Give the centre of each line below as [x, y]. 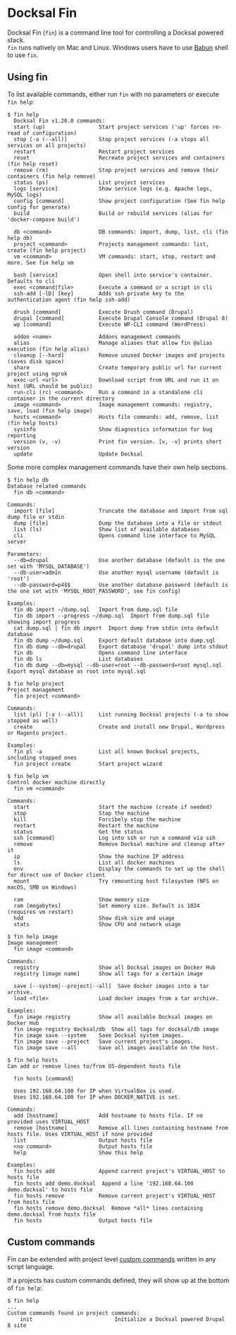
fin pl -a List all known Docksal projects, [107, 751]
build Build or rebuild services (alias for [113, 213]
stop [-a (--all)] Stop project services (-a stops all [112, 139]
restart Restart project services [94, 152]
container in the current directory [61, 398]
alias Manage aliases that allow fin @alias [113, 343]
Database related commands [47, 486]
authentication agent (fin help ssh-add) [69, 300]
